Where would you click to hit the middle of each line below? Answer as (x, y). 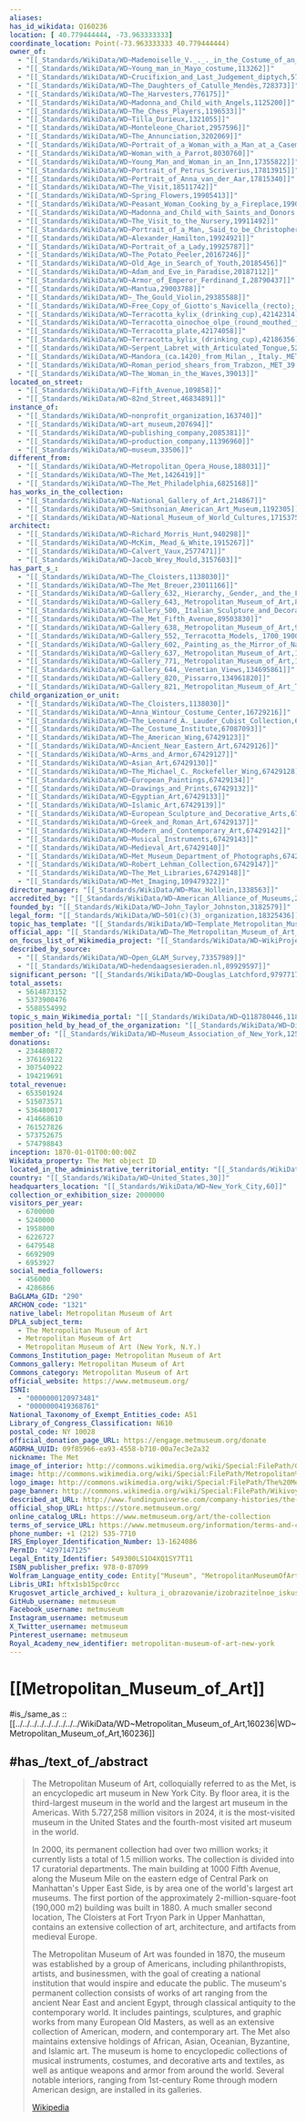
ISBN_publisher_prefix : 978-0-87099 (79, 1567)
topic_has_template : (49, 924)
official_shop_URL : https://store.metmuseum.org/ (106, 1508)
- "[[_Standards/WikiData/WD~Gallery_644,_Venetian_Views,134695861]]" (157, 670)
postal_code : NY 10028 (52, 1432)
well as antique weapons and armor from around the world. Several (158, 2071)
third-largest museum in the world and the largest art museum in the (160, 1803)
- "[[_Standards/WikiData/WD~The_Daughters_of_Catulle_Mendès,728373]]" (158, 86)
